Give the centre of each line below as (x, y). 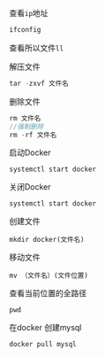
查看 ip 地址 (29, 13)
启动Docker (30, 152)
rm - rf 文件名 (33, 135)
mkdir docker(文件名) (47, 240)
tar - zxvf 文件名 (39, 83)
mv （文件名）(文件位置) (49, 276)
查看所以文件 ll (37, 48)
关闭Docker (30, 187)
